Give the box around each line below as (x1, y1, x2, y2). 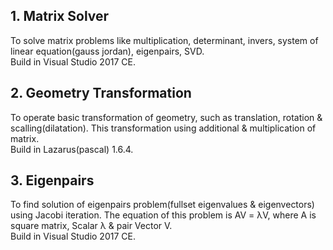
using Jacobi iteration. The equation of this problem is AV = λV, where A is (10, 209, 317, 221)
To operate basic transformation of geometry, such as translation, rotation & (10, 111, 323, 123)
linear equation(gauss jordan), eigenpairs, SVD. (10, 45, 205, 57)
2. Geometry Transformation (10, 85, 192, 102)
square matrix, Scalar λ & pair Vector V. (10, 220, 173, 232)
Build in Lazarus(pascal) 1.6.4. (10, 143, 134, 155)
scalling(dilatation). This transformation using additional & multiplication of (10, 122, 317, 134)
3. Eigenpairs (10, 172, 95, 189)
